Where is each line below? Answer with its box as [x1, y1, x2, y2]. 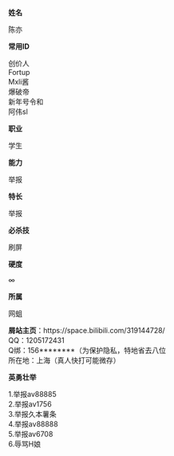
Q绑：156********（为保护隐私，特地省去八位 [8, 346, 166, 355]
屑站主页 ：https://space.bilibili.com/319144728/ [8, 326, 165, 335]
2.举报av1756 [8, 399, 52, 409]
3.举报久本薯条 [8, 410, 57, 419]
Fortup [8, 68, 30, 77]
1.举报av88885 [8, 390, 57, 399]
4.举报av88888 [8, 419, 58, 429]
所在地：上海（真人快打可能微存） [8, 356, 121, 365]
